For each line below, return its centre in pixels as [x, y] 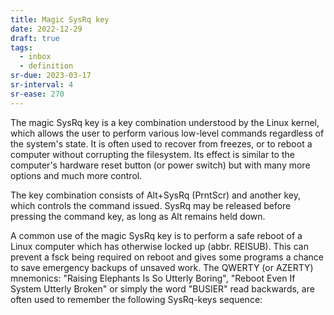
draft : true [35, 38]
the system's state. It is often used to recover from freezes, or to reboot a [161, 143]
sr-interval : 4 [42, 85]
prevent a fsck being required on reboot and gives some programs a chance [167, 257]
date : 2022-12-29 [46, 29]
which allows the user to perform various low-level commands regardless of [167, 133]
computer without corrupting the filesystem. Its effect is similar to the [152, 154]
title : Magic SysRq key [60, 19]
